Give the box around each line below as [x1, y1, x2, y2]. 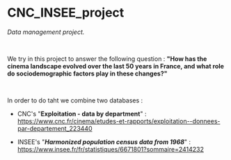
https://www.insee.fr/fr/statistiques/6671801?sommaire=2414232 [17, 145, 204, 153]
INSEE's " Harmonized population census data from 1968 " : [17, 137, 191, 146]
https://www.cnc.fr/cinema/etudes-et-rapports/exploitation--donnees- [17, 116, 221, 125]
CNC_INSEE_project [7, 5, 125, 21]
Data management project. [7, 28, 85, 36]
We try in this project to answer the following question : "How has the [7, 54, 207, 63]
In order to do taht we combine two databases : [7, 96, 143, 105]
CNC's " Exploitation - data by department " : [17, 109, 147, 118]
